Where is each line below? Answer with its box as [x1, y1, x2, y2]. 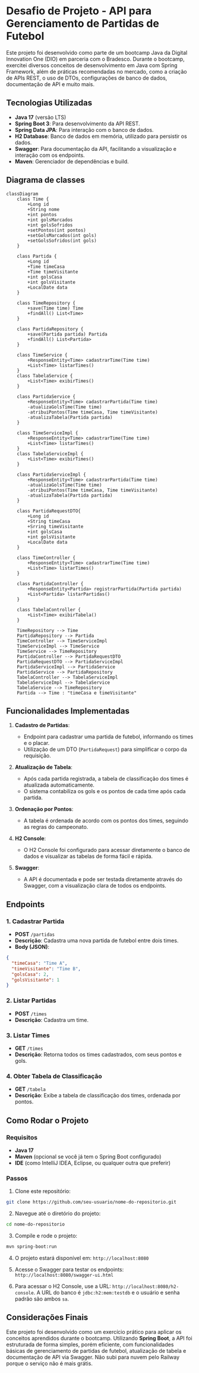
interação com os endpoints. [14, 151, 85, 159]
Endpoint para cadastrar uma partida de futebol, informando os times [23, 733, 194, 740]
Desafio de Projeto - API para [6, 4, 152, 18]
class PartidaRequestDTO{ [17, 508, 81, 514]
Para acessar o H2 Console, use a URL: [14, 1282, 111, 1290]
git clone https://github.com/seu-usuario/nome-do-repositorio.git [6, 1199, 177, 1205]
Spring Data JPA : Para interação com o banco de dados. [14, 126, 154, 133]
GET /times [14, 1044, 43, 1052]
